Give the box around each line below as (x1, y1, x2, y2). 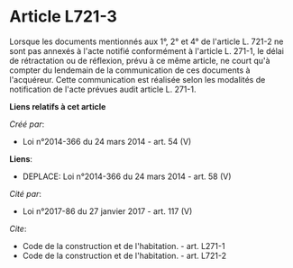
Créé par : (9, 119, 45, 130)
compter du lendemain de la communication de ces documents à (9, 65, 251, 76)
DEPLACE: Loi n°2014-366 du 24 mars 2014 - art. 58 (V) (22, 171, 232, 182)
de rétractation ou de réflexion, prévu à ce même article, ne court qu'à (9, 55, 270, 66)
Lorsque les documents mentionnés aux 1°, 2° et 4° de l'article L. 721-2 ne (9, 36, 284, 47)
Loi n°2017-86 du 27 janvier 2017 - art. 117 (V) (22, 205, 193, 217)
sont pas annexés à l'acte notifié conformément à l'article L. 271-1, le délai (9, 45, 284, 56)
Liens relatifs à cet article (9, 101, 106, 112)
